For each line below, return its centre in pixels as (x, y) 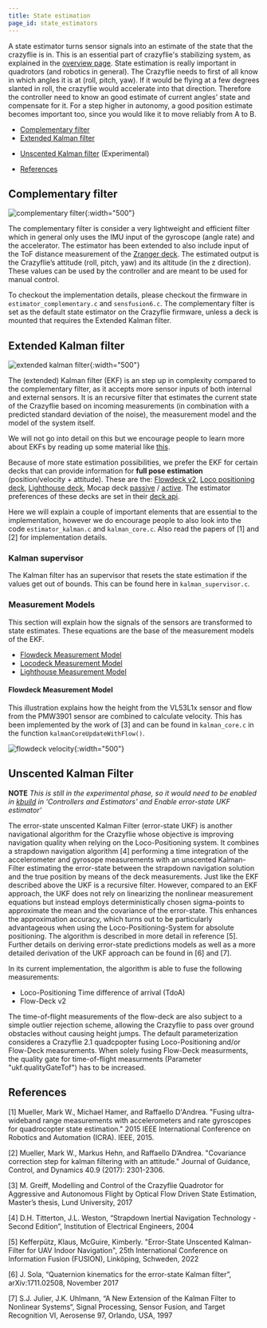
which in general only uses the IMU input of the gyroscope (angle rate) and (132, 237)
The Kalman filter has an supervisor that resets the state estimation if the (128, 576)
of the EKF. (27, 639)
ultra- (245, 1111)
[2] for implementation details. (58, 537)
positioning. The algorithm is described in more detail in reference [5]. (123, 935)
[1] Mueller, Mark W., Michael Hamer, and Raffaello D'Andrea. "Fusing (122, 1111)
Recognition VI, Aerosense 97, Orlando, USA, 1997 (90, 1315)
